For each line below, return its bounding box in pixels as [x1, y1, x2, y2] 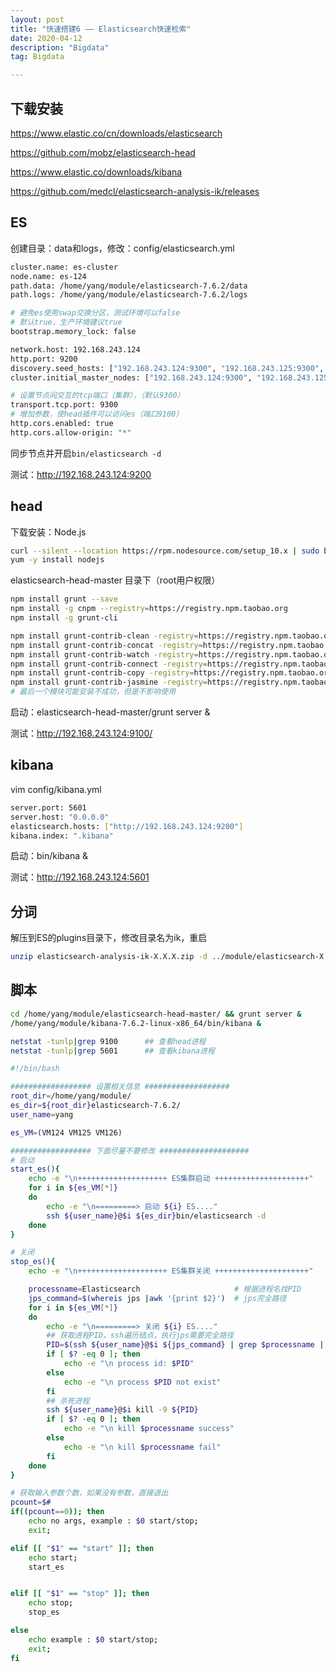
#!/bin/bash [10, 1064, 60, 1074]
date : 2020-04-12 [10, 33, 83, 43]
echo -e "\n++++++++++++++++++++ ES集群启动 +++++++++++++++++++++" [28, 1174, 314, 1184]
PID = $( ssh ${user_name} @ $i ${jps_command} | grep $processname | [46, 1340, 325, 1350]
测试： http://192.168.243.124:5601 [10, 871, 150, 883]
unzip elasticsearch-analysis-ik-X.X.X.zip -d [10, 952, 208, 962]
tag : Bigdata [10, 52, 65, 62]
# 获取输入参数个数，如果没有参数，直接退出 [10, 1488, 169, 1498]
